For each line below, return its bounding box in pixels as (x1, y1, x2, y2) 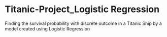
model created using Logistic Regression (5, 25, 90, 31)
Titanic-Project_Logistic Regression (5, 4, 160, 15)
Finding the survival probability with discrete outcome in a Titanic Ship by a (5, 20, 162, 26)
